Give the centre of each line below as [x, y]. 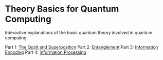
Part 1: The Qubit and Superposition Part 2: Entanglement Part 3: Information [81, 47]
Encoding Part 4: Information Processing [46, 52]
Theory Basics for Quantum [62, 9]
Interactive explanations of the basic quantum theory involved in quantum [79, 32]
